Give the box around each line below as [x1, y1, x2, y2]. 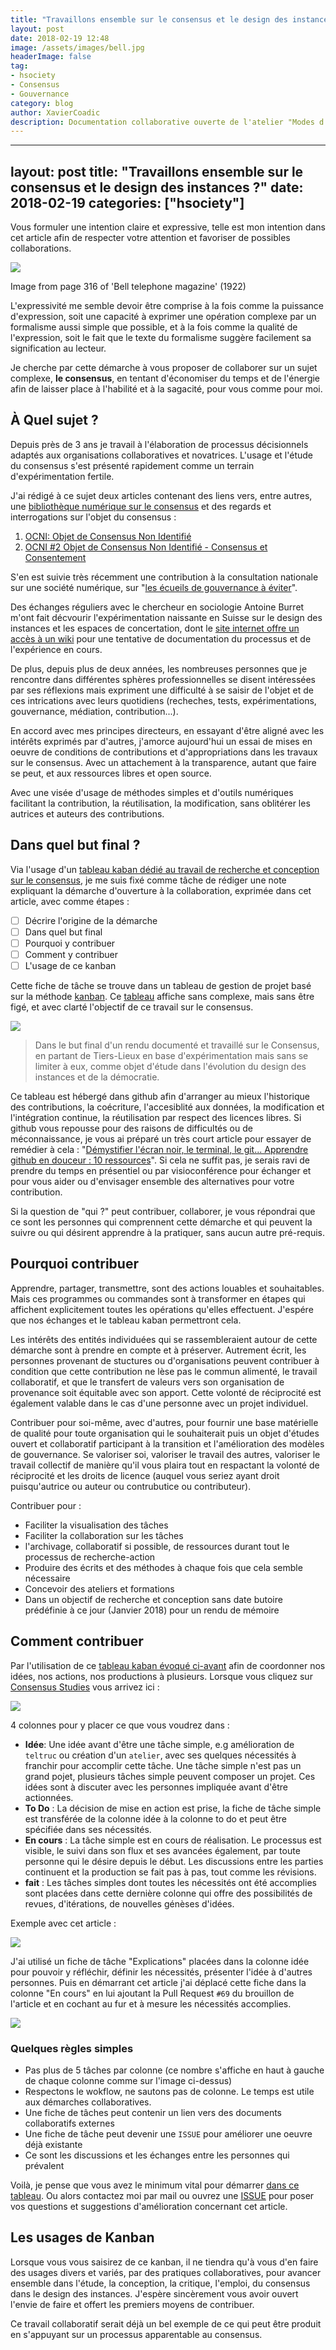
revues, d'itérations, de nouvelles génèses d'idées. [24, 1897, 235, 1910]
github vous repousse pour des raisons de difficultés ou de [10, 1122, 253, 1134]
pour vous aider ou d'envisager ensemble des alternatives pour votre [10, 1176, 295, 1187]
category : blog [10, 98, 74, 108]
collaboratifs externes [24, 2117, 115, 2129]
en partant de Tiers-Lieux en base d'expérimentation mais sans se [34, 1050, 309, 1061]
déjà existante [24, 2138, 83, 2150]
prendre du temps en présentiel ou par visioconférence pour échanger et [10, 1165, 312, 1176]
